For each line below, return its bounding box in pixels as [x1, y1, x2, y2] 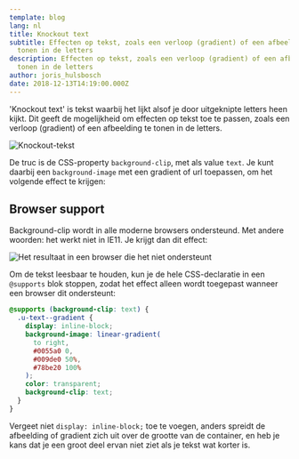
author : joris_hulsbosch [9, 71, 101, 80]
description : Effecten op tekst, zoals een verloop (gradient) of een [9, 54, 277, 63]
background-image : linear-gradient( [25, 330, 162, 339]
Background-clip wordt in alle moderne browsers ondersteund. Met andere [9, 225, 285, 236]
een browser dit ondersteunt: [9, 288, 116, 299]
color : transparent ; [25, 380, 101, 389]
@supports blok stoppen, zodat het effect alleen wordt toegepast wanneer [9, 278, 279, 289]
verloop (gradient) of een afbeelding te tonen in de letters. [9, 122, 222, 133]
